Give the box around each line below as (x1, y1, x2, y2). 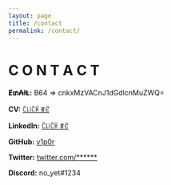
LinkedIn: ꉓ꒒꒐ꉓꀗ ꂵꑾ (8, 121, 70, 131)
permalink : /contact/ (8, 26, 81, 34)
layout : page (8, 11, 52, 20)
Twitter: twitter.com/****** (8, 153, 97, 163)
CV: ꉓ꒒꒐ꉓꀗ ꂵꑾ (8, 105, 50, 115)
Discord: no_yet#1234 (8, 168, 82, 178)
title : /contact (8, 19, 62, 27)
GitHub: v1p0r (8, 137, 55, 147)
